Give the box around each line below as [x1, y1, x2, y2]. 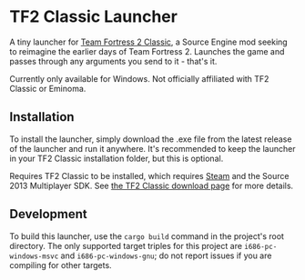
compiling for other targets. [9, 259, 112, 270]
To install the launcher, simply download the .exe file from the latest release [9, 134, 292, 145]
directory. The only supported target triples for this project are [9, 240, 243, 251]
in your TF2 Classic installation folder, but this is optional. [9, 153, 224, 164]
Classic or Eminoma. [9, 83, 86, 94]
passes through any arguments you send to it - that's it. [9, 55, 218, 66]
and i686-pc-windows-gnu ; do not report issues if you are [60, 250, 272, 261]
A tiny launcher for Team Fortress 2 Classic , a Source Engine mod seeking [9, 36, 289, 47]
